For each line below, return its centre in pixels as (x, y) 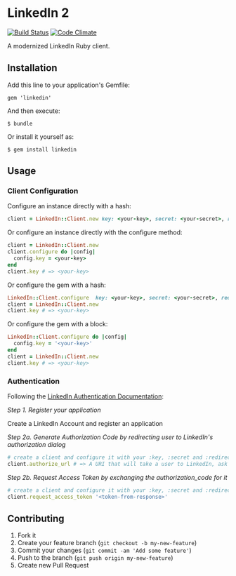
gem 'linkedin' (29, 98)
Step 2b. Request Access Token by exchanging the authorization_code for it (117, 477)
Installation (32, 68)
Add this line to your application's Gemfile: (68, 85)
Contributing (36, 518)
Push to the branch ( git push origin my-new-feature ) (95, 558)
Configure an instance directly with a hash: (69, 206)
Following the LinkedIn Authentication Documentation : (85, 396)
